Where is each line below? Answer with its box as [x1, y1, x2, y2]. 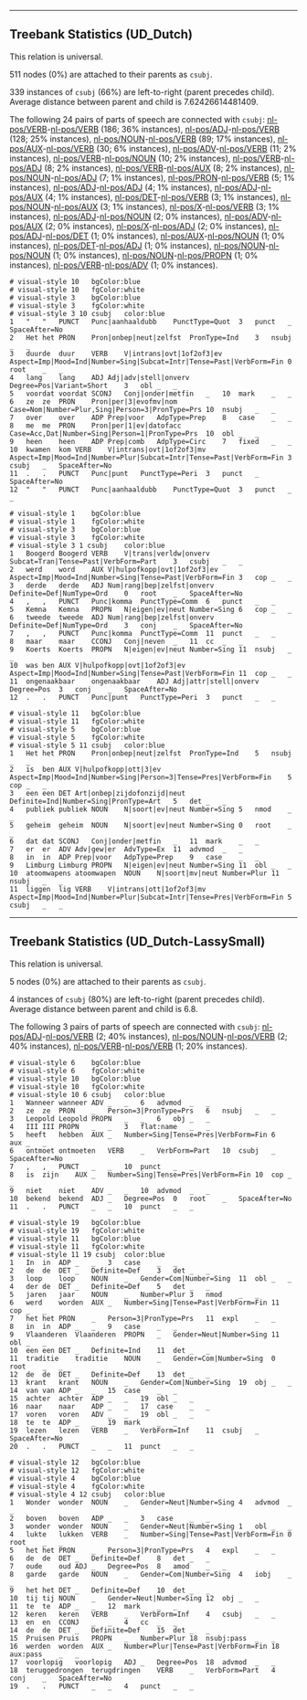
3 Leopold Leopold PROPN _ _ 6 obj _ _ [9, 1114, 210, 1124]
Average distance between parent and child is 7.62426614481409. [9, 96, 259, 107]
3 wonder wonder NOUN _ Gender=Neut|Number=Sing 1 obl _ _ [9, 1522, 292, 1531]
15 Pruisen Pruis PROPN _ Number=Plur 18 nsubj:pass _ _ [9, 1633, 276, 1642]
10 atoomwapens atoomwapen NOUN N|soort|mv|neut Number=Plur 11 [9, 869, 281, 878]
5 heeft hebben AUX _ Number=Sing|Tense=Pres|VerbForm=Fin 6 [9, 1130, 276, 1139]
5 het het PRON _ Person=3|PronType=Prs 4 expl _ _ [9, 1546, 276, 1555]
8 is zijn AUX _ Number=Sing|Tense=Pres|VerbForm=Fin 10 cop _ [9, 1170, 292, 1179]
